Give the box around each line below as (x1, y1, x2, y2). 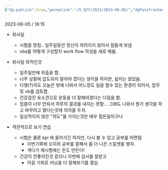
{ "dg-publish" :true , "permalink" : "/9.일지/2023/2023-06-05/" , (5, 7, 133, 12)
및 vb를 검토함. (19, 88, 49, 94)
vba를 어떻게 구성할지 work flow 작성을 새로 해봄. (19, 48, 117, 54)
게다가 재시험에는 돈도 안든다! (27, 147, 85, 153)
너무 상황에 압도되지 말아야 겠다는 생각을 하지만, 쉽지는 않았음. (19, 75, 141, 81)
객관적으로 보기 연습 (12, 123, 51, 130)
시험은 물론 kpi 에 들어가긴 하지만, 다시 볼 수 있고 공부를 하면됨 (19, 134, 142, 140)
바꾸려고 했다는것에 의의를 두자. (25, 107, 87, 113)
